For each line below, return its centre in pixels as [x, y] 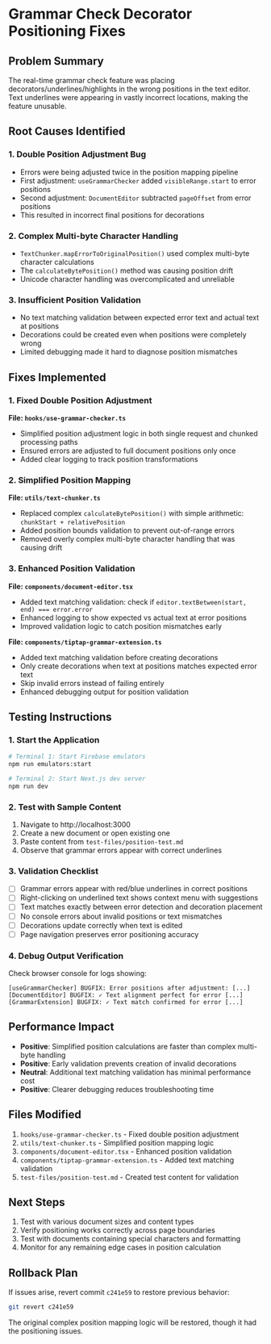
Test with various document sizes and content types [107, 1222]
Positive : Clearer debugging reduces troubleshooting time [117, 1089]
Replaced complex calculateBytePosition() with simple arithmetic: [132, 513]
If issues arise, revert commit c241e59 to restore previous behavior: [119, 1292]
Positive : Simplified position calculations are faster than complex [128, 1046]
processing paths [49, 442]
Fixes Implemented [57, 377]
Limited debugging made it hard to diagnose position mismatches [129, 352]
